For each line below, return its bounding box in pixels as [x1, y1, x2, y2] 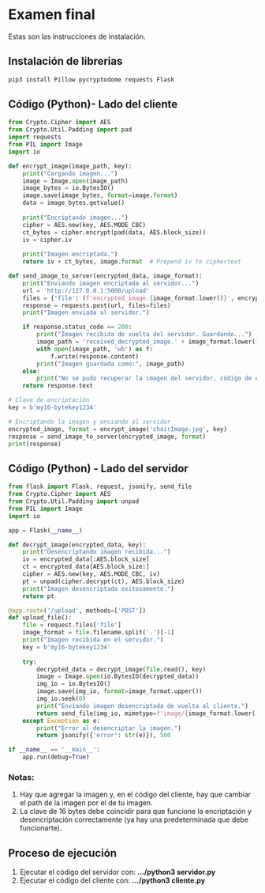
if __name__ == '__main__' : [8, 746, 101, 754]
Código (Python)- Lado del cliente [8, 97, 178, 112]
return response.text [22, 382, 93, 390]
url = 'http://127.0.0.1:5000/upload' [22, 286, 150, 294]
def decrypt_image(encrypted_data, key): [8, 540, 147, 549]
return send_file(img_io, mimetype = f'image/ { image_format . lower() [36, 709, 259, 717]
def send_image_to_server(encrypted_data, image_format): [8, 272, 203, 280]
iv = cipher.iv [22, 236, 73, 244]
